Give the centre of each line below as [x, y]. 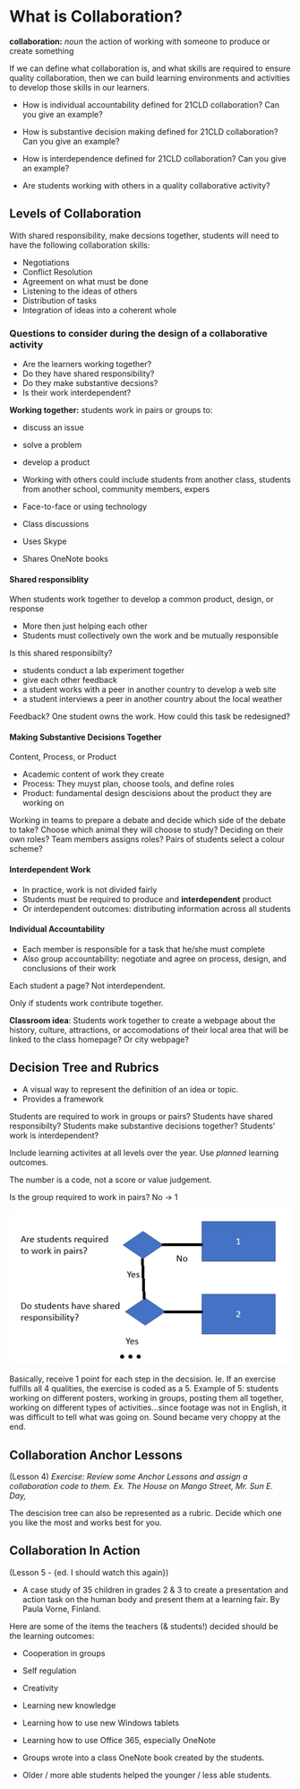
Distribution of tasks [59, 300]
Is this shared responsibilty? [61, 653]
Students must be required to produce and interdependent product [146, 899]
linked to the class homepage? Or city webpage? [99, 1039]
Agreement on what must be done [85, 281]
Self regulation [49, 1671]
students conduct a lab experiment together [103, 671]
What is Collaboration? [96, 17]
